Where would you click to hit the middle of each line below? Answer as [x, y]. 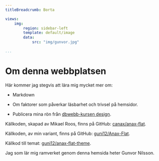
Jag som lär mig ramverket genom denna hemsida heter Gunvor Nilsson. [80, 152]
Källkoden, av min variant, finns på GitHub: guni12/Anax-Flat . [68, 133]
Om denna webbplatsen [56, 71]
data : [29, 37]
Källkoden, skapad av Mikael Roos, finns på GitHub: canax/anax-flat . [76, 123]
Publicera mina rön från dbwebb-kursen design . [62, 114]
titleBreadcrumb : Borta [30, 10]
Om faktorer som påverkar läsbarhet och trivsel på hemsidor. [75, 104]
